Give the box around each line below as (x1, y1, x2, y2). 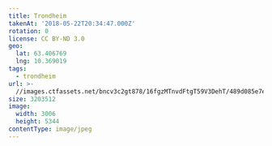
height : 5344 (15, 118, 60, 126)
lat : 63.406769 (15, 49, 67, 58)
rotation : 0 (8, 27, 49, 35)
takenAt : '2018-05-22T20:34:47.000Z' (8, 19, 136, 28)
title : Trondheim (8, 11, 67, 20)
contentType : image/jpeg (8, 125, 92, 133)
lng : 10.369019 (15, 58, 67, 66)
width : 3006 (15, 110, 57, 118)
